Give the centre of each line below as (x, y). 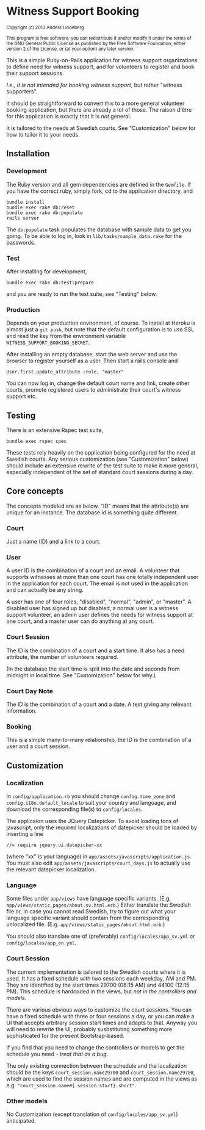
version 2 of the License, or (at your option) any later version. (70, 49)
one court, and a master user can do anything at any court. (80, 621)
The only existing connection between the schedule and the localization (97, 1065)
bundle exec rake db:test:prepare (50, 282)
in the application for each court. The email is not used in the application (97, 583)
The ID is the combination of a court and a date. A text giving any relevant (99, 704)
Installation (28, 154)
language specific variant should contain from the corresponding (88, 918)
